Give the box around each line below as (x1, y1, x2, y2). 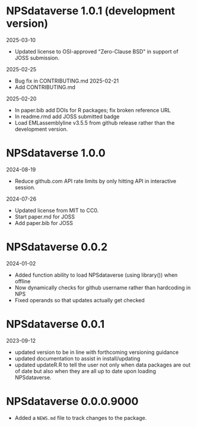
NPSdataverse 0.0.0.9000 (6, 394, 139, 408)
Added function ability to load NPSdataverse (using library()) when (14, 271, 178, 279)
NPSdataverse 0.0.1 (6, 318, 105, 331)
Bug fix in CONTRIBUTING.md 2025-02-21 (14, 77, 119, 84)
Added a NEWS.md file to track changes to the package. (14, 414, 147, 421)
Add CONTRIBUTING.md (14, 83, 76, 90)
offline (14, 277, 31, 284)
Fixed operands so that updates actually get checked (14, 296, 145, 303)
